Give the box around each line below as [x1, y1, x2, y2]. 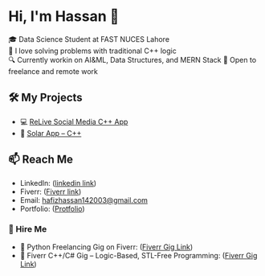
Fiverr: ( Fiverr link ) [19, 187, 82, 196]
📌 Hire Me [8, 224, 47, 235]
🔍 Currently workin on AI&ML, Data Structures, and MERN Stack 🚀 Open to [8, 55, 257, 64]
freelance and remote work [8, 66, 98, 76]
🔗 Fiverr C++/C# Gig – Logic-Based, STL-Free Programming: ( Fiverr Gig [19, 250, 258, 260]
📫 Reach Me [8, 153, 74, 167]
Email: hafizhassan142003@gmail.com [19, 195, 149, 204]
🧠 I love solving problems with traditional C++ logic [8, 46, 177, 56]
